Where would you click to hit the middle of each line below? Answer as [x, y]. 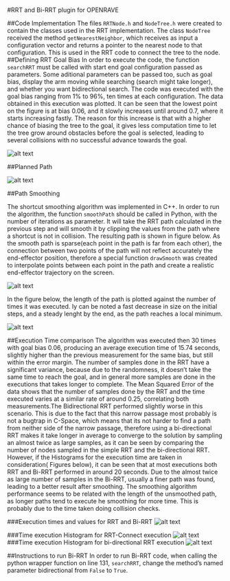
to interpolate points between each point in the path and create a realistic [111, 265]
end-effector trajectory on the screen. [61, 272]
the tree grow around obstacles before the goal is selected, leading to [106, 133]
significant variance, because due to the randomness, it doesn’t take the [109, 370]
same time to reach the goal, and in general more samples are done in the [112, 377]
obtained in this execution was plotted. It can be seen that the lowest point [112, 103]
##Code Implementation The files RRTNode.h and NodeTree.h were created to [115, 23]
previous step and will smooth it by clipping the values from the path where [113, 229]
